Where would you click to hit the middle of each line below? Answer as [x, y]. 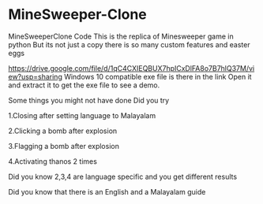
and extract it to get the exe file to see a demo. [84, 85]
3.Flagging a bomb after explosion [64, 146]
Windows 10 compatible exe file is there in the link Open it [158, 76]
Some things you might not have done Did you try [89, 100]
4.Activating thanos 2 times [53, 161]
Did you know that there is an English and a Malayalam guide [107, 191]
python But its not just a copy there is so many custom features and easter [129, 44]
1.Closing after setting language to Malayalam [82, 115]
